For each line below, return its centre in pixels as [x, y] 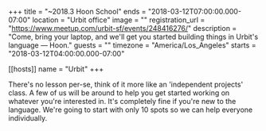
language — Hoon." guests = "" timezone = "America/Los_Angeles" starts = [132, 45]
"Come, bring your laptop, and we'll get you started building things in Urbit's [133, 37]
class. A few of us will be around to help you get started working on [119, 93]
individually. [28, 118]
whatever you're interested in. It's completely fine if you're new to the [122, 101]
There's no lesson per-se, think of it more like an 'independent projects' [126, 84]
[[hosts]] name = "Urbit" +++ [56, 69]
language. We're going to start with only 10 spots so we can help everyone [131, 110]
